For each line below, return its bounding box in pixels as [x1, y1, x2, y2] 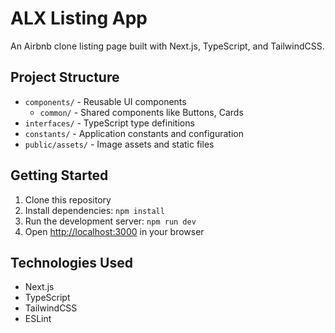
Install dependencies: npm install [24, 204, 165, 216]
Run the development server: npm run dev [24, 215, 197, 227]
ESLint [24, 313, 52, 325]
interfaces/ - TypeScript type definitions [24, 117, 195, 129]
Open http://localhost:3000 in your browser [24, 225, 205, 237]
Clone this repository [24, 193, 112, 206]
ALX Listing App [10, 7, 148, 30]
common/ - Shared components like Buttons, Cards [39, 106, 244, 118]
